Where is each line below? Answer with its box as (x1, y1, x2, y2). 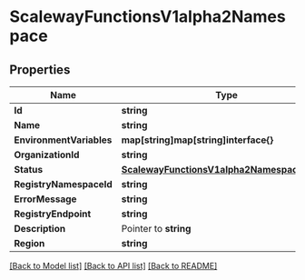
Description (14, 223, 66, 235)
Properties (9, 62, 71, 77)
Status (14, 164, 44, 175)
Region (14, 237, 45, 249)
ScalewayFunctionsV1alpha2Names (9, 6, 286, 27)
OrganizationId (14, 148, 80, 161)
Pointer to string (121, 223, 192, 235)
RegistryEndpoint (14, 207, 92, 220)
